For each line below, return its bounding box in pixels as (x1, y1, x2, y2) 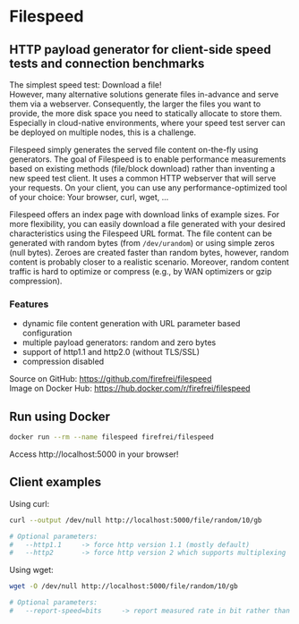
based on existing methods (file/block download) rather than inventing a (9, 164, 276, 173)
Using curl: (9, 498, 50, 509)
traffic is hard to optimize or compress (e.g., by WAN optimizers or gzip (9, 266, 272, 276)
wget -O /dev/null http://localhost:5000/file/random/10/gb (9, 582, 239, 591)
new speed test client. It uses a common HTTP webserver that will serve (9, 173, 277, 183)
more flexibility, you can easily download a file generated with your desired (9, 219, 286, 229)
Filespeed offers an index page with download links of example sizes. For (9, 209, 280, 220)
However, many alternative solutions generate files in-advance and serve (9, 89, 279, 99)
